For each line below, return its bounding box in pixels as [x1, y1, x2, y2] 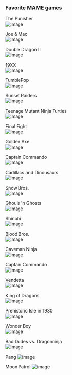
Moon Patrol [5, 364, 31, 370]
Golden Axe [5, 139, 30, 145]
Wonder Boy [5, 323, 31, 329]
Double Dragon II [5, 47, 41, 53]
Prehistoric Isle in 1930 [5, 308, 53, 314]
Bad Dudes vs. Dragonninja [5, 339, 62, 345]
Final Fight [5, 123, 27, 130]
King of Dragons [5, 293, 40, 299]
